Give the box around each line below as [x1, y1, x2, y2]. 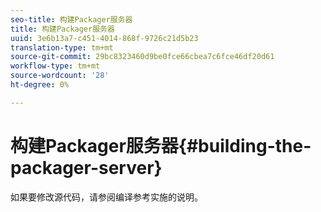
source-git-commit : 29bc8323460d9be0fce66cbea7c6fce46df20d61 [10, 52, 275, 62]
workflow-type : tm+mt [10, 61, 101, 71]
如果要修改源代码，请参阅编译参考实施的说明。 [10, 191, 203, 203]
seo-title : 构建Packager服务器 [10, 14, 133, 25]
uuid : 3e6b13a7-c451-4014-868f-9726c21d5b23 [10, 33, 199, 43]
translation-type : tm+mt [10, 42, 114, 53]
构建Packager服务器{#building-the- [10, 134, 312, 157]
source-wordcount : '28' [10, 71, 110, 81]
